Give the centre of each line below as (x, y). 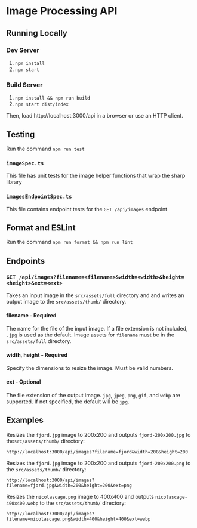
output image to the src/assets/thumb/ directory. (66, 302)
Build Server (24, 85)
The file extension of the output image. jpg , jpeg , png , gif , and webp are (93, 395)
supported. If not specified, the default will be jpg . (68, 402)
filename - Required (31, 315)
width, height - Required (37, 355)
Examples (25, 420)
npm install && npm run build (53, 98)
